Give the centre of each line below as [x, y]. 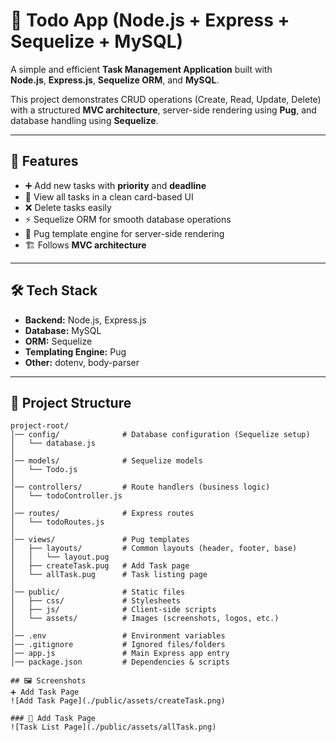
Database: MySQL [63, 330]
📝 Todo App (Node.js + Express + [150, 20]
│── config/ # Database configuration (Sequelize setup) [160, 435]
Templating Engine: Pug [75, 351]
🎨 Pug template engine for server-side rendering [124, 233]
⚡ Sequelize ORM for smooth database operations [128, 219]
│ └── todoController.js [66, 496]
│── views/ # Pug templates [100, 540]
